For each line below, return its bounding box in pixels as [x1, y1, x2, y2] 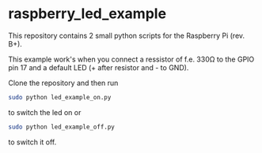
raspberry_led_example [8, 5, 167, 23]
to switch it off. [8, 137, 57, 147]
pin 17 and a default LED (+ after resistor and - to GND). [8, 62, 189, 72]
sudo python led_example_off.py [8, 123, 115, 131]
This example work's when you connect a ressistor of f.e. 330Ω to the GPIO [8, 54, 255, 64]
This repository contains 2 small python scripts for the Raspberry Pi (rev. [8, 31, 245, 40]
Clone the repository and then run [8, 78, 119, 88]
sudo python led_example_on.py [8, 93, 112, 101]
